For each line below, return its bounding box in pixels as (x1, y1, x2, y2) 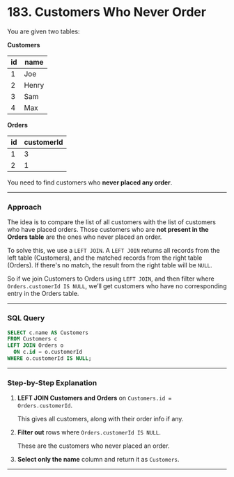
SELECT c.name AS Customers (7, 329, 89, 336)
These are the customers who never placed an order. (17, 441, 170, 450)
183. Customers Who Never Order (7, 4, 207, 20)
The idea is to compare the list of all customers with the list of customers (7, 218, 216, 226)
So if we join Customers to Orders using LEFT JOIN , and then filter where (7, 274, 214, 283)
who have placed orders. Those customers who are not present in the (7, 226, 209, 234)
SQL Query (7, 313, 45, 323)
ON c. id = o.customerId (13, 349, 82, 356)
